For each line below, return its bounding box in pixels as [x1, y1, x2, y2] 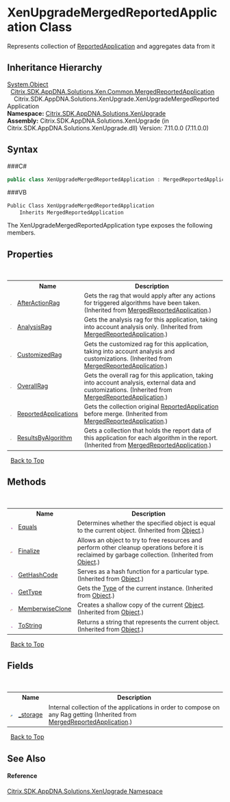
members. [7, 228, 36, 237]
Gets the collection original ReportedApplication [84, 402, 219, 411]
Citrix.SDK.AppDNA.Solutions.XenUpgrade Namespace [7, 787, 163, 795]
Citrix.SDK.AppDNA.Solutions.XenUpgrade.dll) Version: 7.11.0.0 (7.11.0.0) [7, 123, 209, 132]
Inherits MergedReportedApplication [19, 209, 125, 217]
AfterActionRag [16, 299, 60, 306]
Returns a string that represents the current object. [77, 618, 220, 626]
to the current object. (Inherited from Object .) [77, 526, 205, 535]
